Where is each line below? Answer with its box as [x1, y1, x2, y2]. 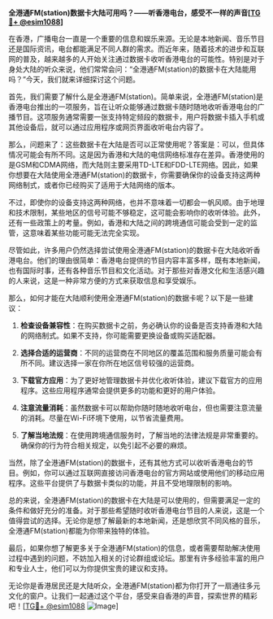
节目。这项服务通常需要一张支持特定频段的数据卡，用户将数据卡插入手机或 [15, 112, 265, 121]
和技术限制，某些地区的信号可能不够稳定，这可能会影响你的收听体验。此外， [8, 207, 265, 217]
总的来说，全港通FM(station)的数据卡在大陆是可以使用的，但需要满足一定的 [8, 495, 261, 505]
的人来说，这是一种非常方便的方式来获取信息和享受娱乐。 [8, 276, 201, 286]
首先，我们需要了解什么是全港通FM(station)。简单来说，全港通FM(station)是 [8, 92, 264, 101]
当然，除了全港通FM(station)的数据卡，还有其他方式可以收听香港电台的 [8, 458, 246, 467]
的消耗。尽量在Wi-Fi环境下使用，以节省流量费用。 [19, 413, 188, 422]
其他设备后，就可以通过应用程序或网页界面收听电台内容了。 [8, 122, 208, 132]
